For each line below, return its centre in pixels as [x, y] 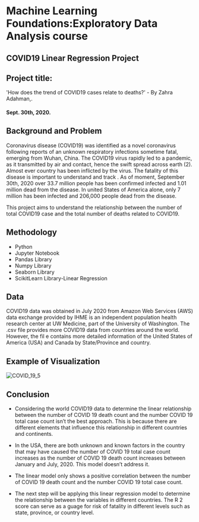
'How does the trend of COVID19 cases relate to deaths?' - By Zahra [90, 93]
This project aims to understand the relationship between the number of [94, 207]
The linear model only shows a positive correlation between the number [103, 476]
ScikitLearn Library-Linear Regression [61, 278]
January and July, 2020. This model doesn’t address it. [82, 464]
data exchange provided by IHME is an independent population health [91, 317]
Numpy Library [33, 265]
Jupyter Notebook [37, 253]
